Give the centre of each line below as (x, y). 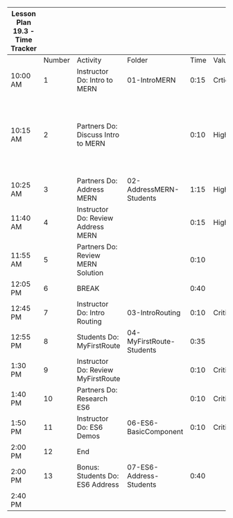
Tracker (24, 48)
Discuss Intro (98, 135)
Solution (90, 273)
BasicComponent (155, 432)
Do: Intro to (95, 80)
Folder (138, 60)
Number (57, 60)
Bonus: (88, 467)
